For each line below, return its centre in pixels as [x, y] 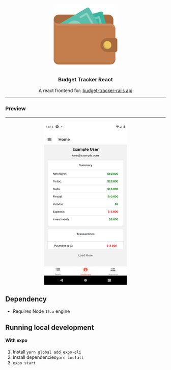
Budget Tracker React [85, 79]
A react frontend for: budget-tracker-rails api [85, 90]
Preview [16, 109]
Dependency [26, 299]
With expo [17, 340]
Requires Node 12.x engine [41, 311]
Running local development [50, 327]
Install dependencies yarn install [48, 357]
